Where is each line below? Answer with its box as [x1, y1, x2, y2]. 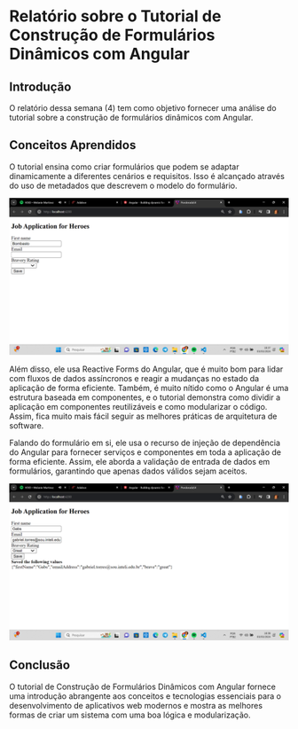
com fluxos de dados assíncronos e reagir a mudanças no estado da [9, 373, 260, 384]
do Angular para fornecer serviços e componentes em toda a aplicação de [9, 447, 282, 458]
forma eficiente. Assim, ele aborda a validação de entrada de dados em [9, 457, 271, 467]
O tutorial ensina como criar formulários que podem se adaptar [9, 161, 239, 172]
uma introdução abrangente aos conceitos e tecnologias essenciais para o [9, 690, 282, 702]
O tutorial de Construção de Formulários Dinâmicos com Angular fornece [9, 681, 277, 692]
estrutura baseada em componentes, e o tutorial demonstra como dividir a [9, 392, 281, 403]
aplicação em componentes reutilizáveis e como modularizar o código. [9, 402, 268, 412]
